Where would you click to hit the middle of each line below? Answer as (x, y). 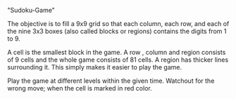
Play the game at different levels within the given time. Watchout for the (111, 81)
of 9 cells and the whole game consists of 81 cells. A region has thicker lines (118, 60)
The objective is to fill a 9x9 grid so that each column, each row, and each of (118, 24)
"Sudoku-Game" (31, 10)
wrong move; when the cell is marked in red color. (80, 88)
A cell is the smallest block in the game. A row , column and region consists (117, 52)
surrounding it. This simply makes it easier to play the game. (95, 67)
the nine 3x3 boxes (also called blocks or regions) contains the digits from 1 (117, 31)
